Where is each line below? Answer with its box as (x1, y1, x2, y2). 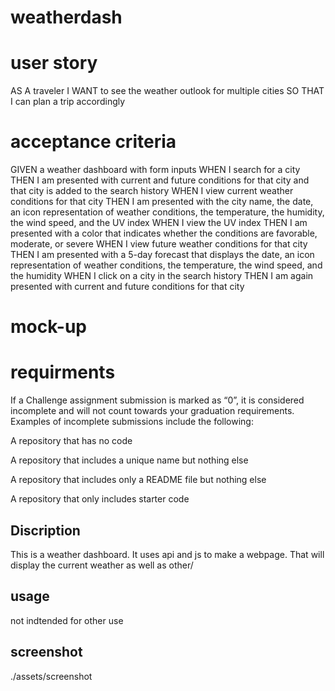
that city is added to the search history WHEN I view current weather (10, 185, 294, 197)
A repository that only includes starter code (10, 493, 190, 505)
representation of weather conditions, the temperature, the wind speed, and (10, 259, 323, 271)
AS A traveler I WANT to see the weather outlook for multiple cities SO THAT (10, 85, 325, 97)
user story (10, 52, 98, 75)
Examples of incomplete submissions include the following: (10, 416, 254, 428)
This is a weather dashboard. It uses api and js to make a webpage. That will (10, 549, 325, 560)
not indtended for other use (10, 614, 124, 626)
